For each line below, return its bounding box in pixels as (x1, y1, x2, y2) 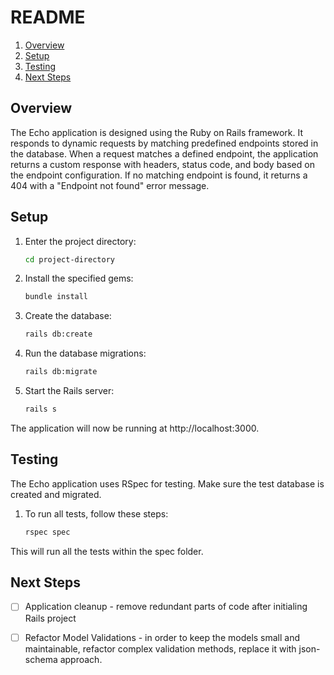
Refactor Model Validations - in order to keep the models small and (24, 631, 301, 643)
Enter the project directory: (24, 235, 137, 247)
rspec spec (24, 527, 71, 537)
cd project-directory (24, 254, 115, 265)
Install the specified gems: (24, 272, 134, 285)
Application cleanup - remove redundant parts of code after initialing (24, 601, 308, 613)
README (10, 6, 86, 29)
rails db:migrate (24, 367, 98, 377)
